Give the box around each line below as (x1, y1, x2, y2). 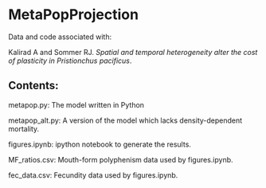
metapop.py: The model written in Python (8, 100, 145, 109)
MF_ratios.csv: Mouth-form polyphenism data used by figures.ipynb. (8, 155, 233, 164)
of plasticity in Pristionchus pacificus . (8, 56, 132, 65)
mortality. (8, 123, 40, 133)
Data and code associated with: (8, 32, 112, 41)
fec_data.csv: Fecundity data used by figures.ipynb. (8, 170, 178, 180)
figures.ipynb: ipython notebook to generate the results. (8, 139, 191, 149)
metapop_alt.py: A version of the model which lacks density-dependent (8, 116, 243, 125)
